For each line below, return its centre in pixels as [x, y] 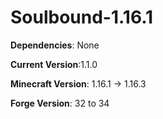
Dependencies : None [55, 45]
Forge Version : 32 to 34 [60, 103]
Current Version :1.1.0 [54, 64]
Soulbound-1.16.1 [82, 17]
